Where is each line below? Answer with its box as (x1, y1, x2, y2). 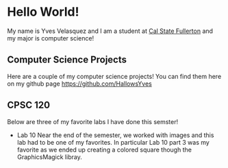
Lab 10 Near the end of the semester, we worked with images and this (16, 131, 214, 139)
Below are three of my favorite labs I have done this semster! (7, 117, 179, 125)
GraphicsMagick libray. (16, 152, 82, 161)
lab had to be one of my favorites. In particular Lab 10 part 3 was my (16, 138, 210, 146)
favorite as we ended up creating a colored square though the (16, 145, 192, 154)
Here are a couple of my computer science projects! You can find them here (7, 72, 222, 80)
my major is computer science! (7, 34, 94, 42)
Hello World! (7, 4, 79, 20)
